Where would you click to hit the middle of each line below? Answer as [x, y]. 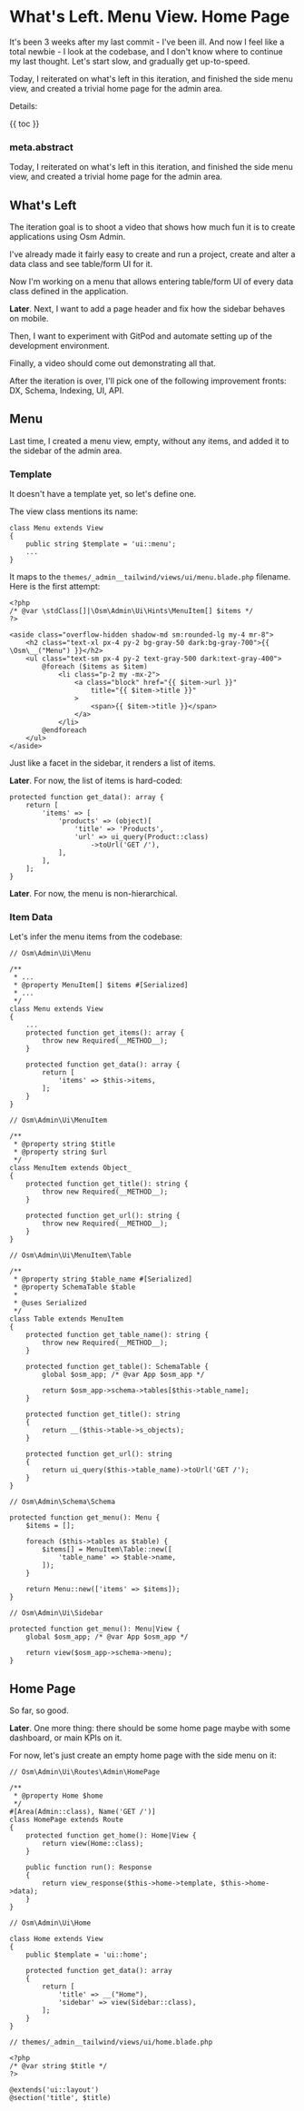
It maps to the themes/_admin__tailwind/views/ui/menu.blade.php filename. [150, 577]
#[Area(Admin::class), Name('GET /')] [83, 1812]
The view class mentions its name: [74, 511]
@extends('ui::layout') [54, 2090]
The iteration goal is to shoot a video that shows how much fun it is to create [152, 227]
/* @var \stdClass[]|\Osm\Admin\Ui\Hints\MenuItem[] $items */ [132, 611]
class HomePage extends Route [67, 1820]
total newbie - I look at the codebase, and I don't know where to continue [146, 51]
